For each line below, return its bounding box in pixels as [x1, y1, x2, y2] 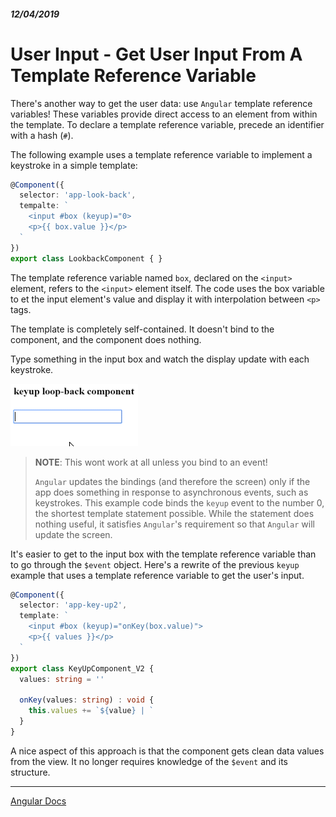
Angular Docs [10, 795, 67, 807]
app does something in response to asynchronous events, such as [34, 486, 309, 498]
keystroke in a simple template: [10, 159, 138, 171]
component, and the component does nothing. [10, 333, 202, 345]
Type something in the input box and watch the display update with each [10, 353, 310, 365]
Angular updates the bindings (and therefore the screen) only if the [34, 475, 311, 487]
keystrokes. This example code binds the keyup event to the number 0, [34, 496, 325, 509]
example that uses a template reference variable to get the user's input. [10, 569, 305, 581]
